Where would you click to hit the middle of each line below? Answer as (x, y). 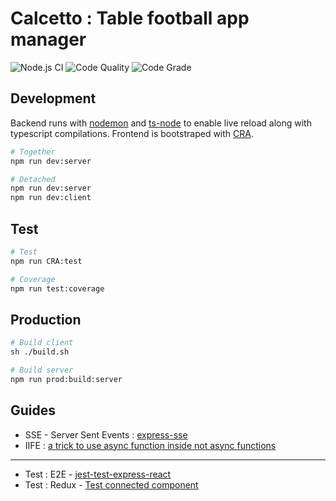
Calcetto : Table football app (130, 18)
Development (53, 98)
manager (48, 39)
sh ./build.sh (40, 352)
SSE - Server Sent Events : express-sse (106, 434)
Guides (33, 410)
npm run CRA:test (46, 261)
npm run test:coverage (57, 288)
